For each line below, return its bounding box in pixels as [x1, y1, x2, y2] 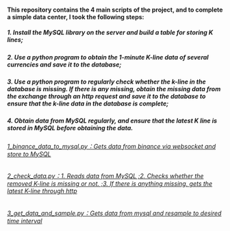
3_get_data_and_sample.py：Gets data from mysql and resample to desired [7, 209, 222, 217]
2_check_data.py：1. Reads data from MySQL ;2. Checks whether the [7, 172, 204, 180]
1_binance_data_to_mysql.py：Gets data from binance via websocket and [7, 142, 216, 150]
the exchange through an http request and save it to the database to [7, 92, 206, 100]
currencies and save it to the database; [7, 60, 122, 69]
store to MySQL [7, 149, 51, 158]
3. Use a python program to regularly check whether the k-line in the [7, 77, 207, 86]
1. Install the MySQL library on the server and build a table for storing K [7, 28, 214, 37]
